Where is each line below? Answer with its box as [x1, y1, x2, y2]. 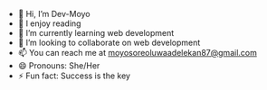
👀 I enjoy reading [17, 18, 81, 29]
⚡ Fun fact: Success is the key [17, 70, 131, 81]
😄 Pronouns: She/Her [17, 60, 100, 71]
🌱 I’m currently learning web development [17, 28, 175, 38]
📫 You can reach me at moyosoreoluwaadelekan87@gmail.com [17, 48, 258, 58]
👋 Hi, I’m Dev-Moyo [17, 9, 91, 19]
